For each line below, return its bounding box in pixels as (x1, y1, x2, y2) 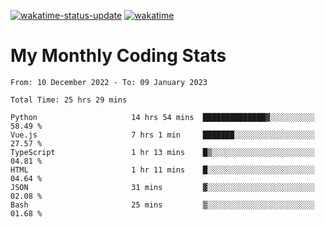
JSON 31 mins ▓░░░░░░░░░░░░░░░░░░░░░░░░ (10, 182, 315, 192)
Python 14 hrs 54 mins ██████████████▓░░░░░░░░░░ (10, 112, 315, 122)
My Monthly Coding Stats (10, 45, 227, 67)
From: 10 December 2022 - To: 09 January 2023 (10, 77, 208, 87)
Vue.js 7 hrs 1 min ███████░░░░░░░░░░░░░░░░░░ (10, 130, 315, 140)
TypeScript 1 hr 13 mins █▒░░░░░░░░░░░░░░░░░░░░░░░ (10, 147, 315, 157)
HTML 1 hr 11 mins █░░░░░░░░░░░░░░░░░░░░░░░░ (10, 165, 315, 175)
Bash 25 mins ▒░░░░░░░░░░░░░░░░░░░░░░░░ (10, 200, 315, 210)
